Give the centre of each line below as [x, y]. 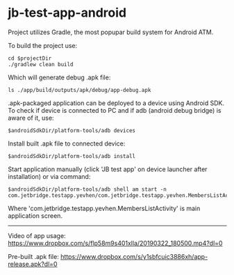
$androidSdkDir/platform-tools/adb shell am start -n [87, 189]
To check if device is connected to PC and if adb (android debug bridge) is [115, 110]
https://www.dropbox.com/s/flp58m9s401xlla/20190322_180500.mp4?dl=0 [115, 243]
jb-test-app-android [67, 13]
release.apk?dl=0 [33, 264]
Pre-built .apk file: [34, 256]
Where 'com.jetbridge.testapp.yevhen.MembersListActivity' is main [104, 208]
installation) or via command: [49, 176]
